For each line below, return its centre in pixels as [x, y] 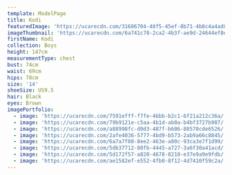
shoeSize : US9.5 [30, 90]
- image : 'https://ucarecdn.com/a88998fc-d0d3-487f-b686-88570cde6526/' [120, 129]
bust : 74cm [23, 65]
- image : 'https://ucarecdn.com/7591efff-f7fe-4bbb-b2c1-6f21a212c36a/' [120, 116]
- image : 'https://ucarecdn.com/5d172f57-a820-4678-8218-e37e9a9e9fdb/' [120, 155]
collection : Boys [32, 45]
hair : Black [24, 97]
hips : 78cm [23, 78]
